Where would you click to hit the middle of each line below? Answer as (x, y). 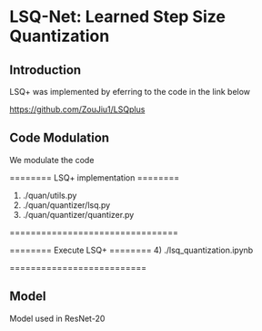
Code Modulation (60, 138)
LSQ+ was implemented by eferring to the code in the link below (130, 92)
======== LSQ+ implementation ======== (95, 177)
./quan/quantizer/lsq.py (66, 205)
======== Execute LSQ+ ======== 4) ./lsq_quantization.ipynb (131, 250)
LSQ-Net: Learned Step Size (117, 17)
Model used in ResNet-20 (57, 318)
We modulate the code (52, 160)
